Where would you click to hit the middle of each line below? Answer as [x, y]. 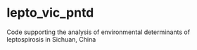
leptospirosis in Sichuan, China [51, 39]
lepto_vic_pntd [50, 13]
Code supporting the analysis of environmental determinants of [99, 32]
